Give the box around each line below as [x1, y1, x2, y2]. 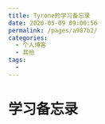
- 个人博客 [15, 41, 47, 49]
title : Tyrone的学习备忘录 [8, 11, 91, 20]
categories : [8, 33, 48, 42]
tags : [8, 56, 26, 64]
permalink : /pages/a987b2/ [8, 26, 98, 34]
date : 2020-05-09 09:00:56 [8, 19, 98, 27]
